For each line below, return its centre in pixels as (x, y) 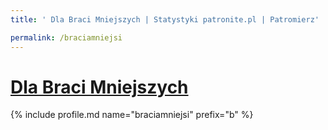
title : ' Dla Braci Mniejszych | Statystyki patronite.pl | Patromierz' (165, 19)
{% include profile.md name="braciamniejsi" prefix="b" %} (132, 115)
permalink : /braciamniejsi (66, 37)
